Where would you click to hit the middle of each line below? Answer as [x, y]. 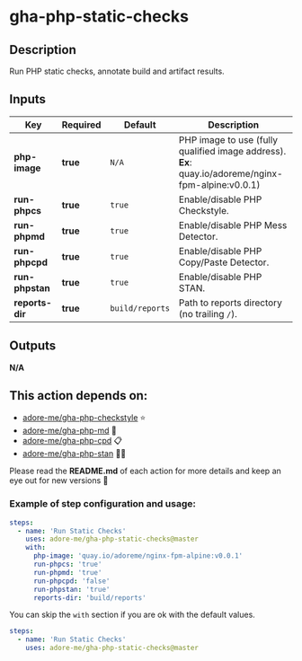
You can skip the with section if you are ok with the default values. [133, 615]
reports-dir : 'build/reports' [89, 598]
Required [81, 125]
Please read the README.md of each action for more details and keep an [145, 471]
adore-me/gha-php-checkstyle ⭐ [84, 418]
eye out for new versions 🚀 [59, 480]
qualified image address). [232, 151]
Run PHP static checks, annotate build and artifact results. [117, 71]
